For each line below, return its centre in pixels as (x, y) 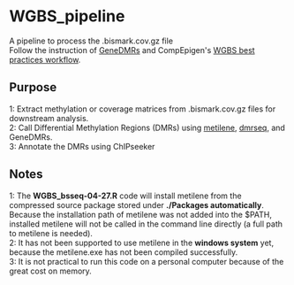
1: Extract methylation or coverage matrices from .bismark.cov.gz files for (143, 109)
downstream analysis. (49, 118)
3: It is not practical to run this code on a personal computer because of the (147, 261)
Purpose (33, 87)
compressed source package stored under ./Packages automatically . (137, 204)
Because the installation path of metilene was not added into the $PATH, (140, 214)
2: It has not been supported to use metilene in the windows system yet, (142, 243)
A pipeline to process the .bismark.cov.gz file (91, 41)
